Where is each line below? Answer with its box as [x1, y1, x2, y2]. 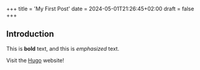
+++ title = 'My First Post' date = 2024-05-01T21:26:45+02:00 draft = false [6, 5, 195, 12]
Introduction [6, 29, 55, 39]
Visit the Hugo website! [6, 57, 65, 64]
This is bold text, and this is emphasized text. [6, 45, 119, 52]
